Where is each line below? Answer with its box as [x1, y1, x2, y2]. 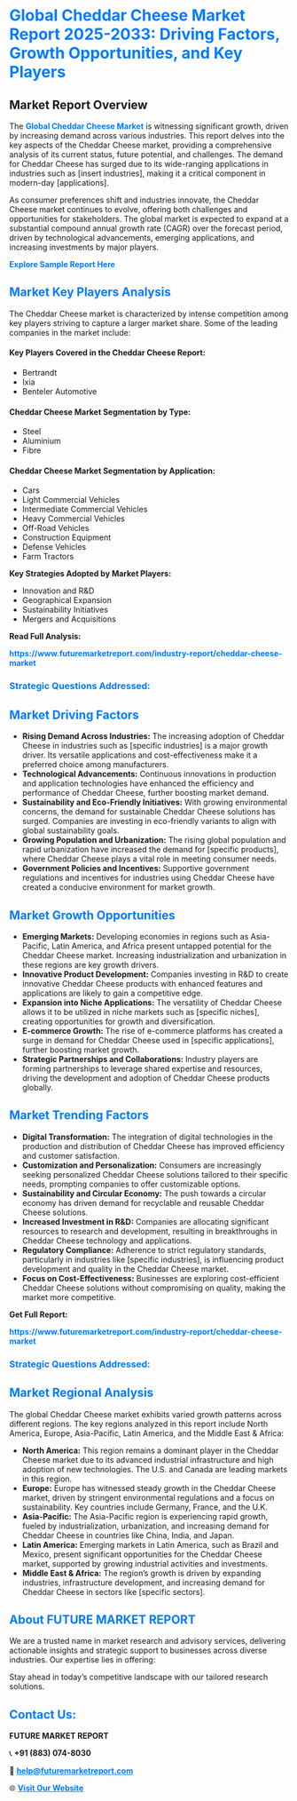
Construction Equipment [21, 532, 112, 543]
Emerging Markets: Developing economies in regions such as [21, 931, 249, 941]
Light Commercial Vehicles [21, 495, 121, 505]
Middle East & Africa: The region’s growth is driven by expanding [21, 1567, 262, 1578]
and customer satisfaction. [21, 1150, 120, 1161]
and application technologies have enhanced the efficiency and [21, 778, 254, 789]
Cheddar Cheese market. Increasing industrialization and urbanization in [21, 949, 287, 960]
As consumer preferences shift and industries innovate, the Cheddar [9, 194, 260, 205]
